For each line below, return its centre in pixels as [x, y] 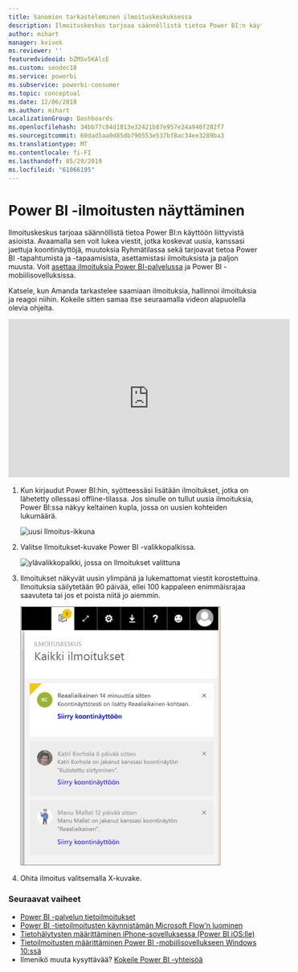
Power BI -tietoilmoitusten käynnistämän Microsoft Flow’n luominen [131, 925]
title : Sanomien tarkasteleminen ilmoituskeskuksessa [100, 17]
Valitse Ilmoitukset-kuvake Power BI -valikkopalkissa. [108, 548]
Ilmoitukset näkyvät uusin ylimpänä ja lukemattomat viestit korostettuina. [140, 578]
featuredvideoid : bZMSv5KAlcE [59, 59]
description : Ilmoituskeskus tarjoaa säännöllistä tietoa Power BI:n [127, 25]
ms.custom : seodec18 [43, 68]
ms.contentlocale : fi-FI [50, 153]
